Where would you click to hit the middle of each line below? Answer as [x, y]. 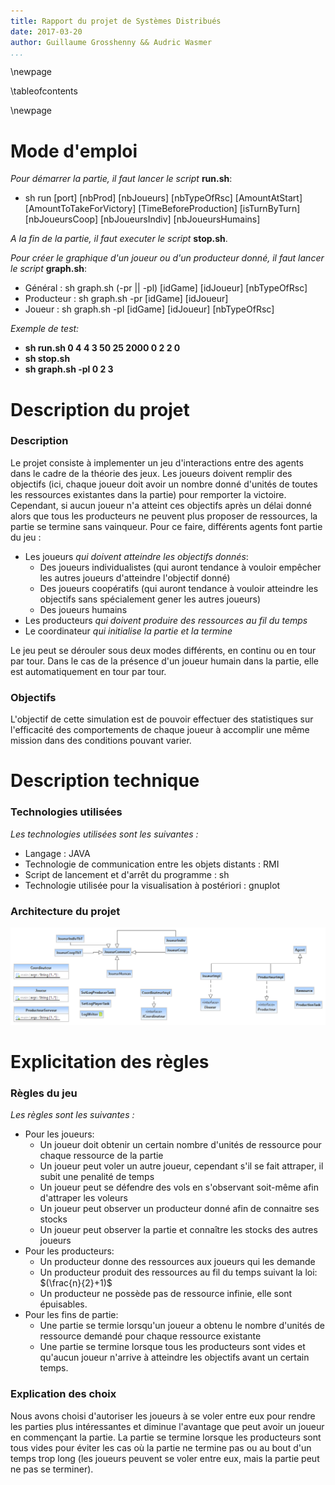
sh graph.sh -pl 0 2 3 [69, 369]
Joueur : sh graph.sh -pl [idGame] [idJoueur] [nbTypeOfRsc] [149, 309]
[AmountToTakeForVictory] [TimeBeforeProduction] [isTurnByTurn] [162, 209]
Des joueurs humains [83, 609]
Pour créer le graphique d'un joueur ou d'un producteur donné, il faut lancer [167, 258]
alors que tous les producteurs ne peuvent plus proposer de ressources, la [164, 516]
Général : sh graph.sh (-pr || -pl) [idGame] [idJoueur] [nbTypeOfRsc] [166, 288]
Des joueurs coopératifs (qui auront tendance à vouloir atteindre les [179, 588]
